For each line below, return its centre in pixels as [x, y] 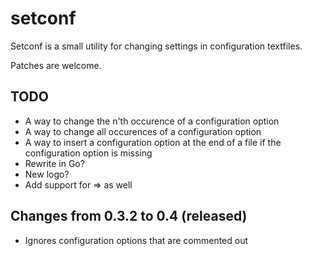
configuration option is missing [88, 153]
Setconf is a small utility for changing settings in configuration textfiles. [156, 46]
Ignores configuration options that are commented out [136, 240]
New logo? [47, 174]
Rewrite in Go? [54, 163]
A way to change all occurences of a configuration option [143, 131]
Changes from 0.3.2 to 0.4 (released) [129, 216]
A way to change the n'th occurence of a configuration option [152, 121]
